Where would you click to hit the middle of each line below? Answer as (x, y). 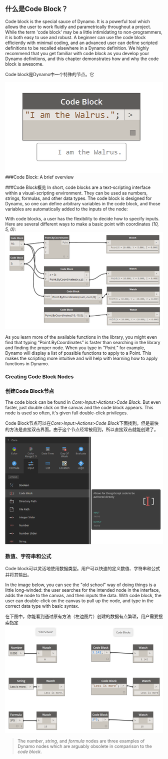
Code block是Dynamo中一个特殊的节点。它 (50, 74)
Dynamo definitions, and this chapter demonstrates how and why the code (82, 59)
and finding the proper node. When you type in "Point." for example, (75, 348)
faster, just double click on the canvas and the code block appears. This (79, 408)
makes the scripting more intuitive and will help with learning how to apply (81, 358)
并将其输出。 (18, 575)
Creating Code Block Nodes (39, 376)
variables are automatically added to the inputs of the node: (67, 209)
